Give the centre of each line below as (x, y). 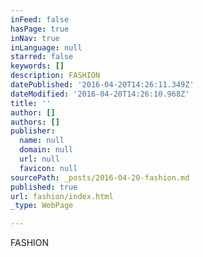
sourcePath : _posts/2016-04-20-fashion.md (100, 177)
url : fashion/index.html (62, 196)
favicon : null (48, 168)
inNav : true (35, 38)
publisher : (33, 131)
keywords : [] (37, 66)
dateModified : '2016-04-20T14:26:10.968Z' (100, 94)
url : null (39, 159)
